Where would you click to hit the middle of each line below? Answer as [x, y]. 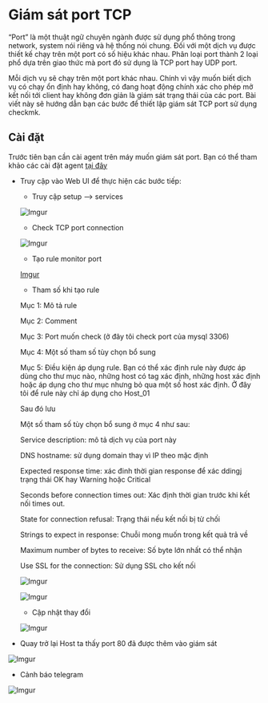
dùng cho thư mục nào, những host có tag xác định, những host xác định [140, 376]
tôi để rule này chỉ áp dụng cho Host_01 [85, 393]
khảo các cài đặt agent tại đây [58, 165]
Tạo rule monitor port [67, 258]
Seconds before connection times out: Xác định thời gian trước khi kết [135, 494]
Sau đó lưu [38, 408]
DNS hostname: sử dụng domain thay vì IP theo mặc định [114, 455]
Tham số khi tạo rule [66, 290]
